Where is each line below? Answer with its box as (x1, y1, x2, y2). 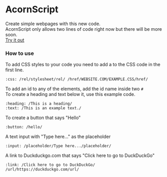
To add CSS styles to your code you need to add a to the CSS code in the (5, 62, 161, 68)
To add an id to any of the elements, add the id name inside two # (5, 86, 144, 92)
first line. (5, 67, 24, 73)
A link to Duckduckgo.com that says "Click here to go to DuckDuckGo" (5, 152, 155, 159)
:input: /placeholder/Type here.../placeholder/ (5, 144, 112, 149)
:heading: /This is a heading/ (5, 101, 72, 106)
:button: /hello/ (5, 125, 43, 130)
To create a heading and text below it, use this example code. (5, 91, 136, 97)
